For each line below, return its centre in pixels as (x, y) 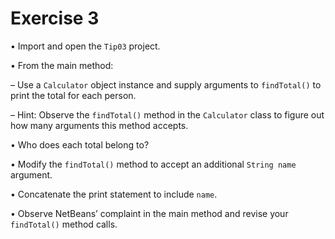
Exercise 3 (55, 18)
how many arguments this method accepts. (99, 125)
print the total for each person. (73, 95)
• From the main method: (62, 65)
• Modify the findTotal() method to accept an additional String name (153, 164)
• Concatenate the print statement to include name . (114, 194)
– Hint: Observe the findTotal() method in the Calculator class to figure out (167, 114)
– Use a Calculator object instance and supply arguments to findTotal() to (166, 84)
